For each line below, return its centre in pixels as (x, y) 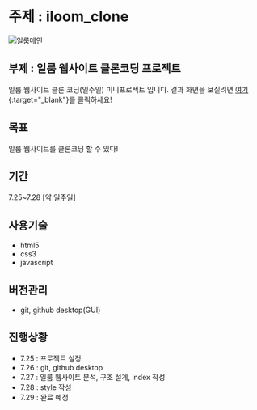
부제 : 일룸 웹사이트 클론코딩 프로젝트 (95, 68)
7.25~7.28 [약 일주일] (42, 197)
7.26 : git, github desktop (61, 367)
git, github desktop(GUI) (60, 310)
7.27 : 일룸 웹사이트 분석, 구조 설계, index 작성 (93, 377)
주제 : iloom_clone (69, 17)
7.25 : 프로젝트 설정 (51, 358)
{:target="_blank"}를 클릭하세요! (61, 99)
